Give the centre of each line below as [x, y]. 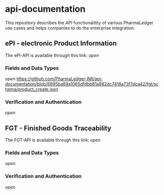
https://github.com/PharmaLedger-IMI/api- [59, 79]
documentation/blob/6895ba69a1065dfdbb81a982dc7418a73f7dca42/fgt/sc [82, 84]
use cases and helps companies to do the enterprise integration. [70, 28]
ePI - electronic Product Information [61, 44]
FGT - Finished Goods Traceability [58, 128]
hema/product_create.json [32, 89]
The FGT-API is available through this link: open [53, 140]
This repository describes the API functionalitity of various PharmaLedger [79, 23]
